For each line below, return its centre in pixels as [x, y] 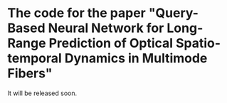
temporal [35, 59]
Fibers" [30, 74]
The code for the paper [76, 13]
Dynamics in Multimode [136, 59]
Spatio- [198, 43]
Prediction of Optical [111, 43]
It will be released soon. [42, 93]
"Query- [174, 13]
